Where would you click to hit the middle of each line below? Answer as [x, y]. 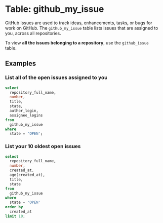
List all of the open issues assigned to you [56, 77]
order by [14, 207]
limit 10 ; [15, 216]
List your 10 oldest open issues [43, 147]
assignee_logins [26, 115]
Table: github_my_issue [55, 9]
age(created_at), [27, 175]
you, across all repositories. [33, 33]
